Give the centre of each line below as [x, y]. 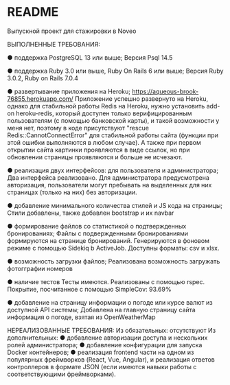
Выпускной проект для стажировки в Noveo [72, 31]
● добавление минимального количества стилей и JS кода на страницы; [115, 205]
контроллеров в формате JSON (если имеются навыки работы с [102, 366]
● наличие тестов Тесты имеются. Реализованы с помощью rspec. [106, 281]
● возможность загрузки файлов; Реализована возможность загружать [114, 261]
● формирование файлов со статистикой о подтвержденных [97, 226]
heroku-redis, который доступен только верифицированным [104, 113]
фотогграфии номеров [40, 268]
